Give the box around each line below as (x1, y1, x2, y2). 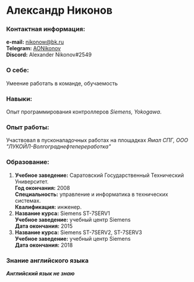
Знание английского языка (6, 256, 89, 265)
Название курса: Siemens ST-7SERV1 (14, 210, 110, 217)
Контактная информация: (6, 25, 85, 33)
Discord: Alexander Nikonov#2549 (6, 51, 92, 59)
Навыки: (6, 94, 33, 103)
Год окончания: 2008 (14, 184, 70, 191)
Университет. (14, 177, 49, 185)
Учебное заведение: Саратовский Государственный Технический (14, 171, 184, 179)
